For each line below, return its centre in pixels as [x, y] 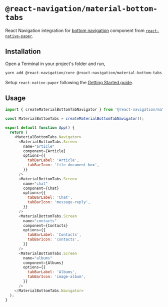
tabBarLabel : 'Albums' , [52, 272]
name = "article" [39, 146]
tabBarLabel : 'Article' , [53, 160]
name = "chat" [36, 184]
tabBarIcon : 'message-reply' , [59, 202]
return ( [19, 132]
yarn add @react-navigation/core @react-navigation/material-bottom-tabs [84, 73]
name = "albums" [38, 258]
